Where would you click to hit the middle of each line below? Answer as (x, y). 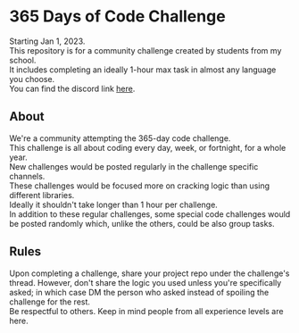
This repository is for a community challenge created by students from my (145, 50)
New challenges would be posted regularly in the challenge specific (134, 166)
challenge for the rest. (50, 302)
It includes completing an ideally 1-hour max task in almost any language (143, 70)
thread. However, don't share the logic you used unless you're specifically (145, 282)
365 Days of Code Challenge (117, 17)
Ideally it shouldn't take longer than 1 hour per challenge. (114, 204)
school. (23, 60)
